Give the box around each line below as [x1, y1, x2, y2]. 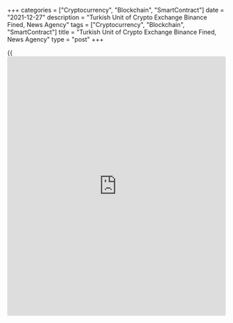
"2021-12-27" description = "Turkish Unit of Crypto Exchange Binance [7, 13, 207, 21]
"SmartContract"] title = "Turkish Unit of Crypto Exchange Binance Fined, [7, 28, 217, 36]
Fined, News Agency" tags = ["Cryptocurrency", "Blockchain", [7, 21, 185, 28]
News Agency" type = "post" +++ [7, 35, 104, 44]
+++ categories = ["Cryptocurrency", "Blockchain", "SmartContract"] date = [7, 6, 225, 14]
